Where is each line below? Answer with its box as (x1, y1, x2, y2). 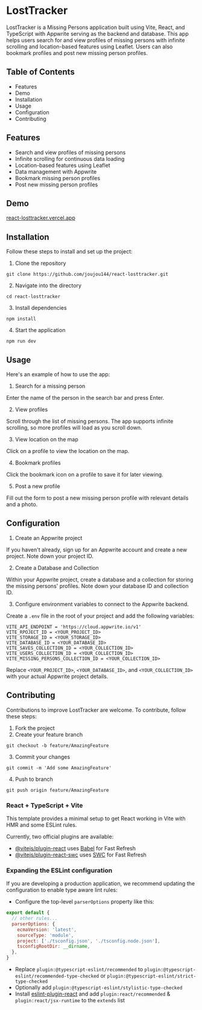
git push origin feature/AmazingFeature (6, 787, 110, 793)
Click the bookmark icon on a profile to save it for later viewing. (6, 471, 164, 478)
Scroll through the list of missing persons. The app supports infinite (6, 418, 174, 425)
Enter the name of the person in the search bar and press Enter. (6, 394, 165, 401)
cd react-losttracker (6, 294, 61, 300)
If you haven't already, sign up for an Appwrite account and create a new (6, 546, 188, 553)
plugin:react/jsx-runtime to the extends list (14, 997, 125, 1004)
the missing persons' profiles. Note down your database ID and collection (6, 582, 189, 590)
